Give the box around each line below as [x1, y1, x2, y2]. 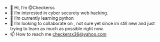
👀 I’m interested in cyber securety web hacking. [9, 10, 108, 16]
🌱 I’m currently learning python [9, 15, 74, 21]
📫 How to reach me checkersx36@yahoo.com [9, 31, 106, 37]
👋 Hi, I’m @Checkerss [9, 5, 55, 10]
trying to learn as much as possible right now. [9, 26, 104, 32]
